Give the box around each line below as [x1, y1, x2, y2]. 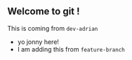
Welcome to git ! [7, 6, 80, 17]
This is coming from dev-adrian [7, 24, 98, 32]
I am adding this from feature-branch [17, 45, 125, 53]
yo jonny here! [17, 38, 60, 46]
